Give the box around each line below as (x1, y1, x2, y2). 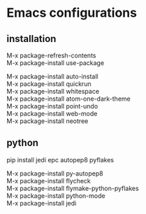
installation (6, 33, 57, 45)
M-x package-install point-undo (6, 102, 98, 110)
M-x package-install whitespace (6, 87, 99, 95)
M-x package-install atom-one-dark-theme (6, 94, 131, 103)
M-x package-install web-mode (6, 110, 98, 117)
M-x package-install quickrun (6, 80, 92, 88)
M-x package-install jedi (6, 199, 77, 207)
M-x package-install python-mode (6, 191, 105, 200)
